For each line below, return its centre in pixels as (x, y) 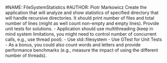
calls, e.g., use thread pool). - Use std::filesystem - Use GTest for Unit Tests (84, 39)
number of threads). (26, 55)
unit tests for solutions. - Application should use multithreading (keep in (79, 29)
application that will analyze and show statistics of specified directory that (82, 13)
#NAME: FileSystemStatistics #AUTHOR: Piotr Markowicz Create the (76, 7)
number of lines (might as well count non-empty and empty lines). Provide (82, 23)
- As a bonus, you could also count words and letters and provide (73, 45)
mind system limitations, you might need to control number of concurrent (81, 34)
